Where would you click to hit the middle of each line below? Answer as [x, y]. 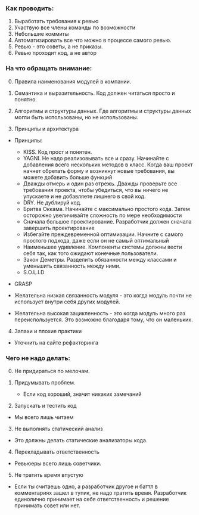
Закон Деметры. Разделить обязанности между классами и [100, 259]
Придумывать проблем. [45, 382]
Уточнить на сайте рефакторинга [56, 342]
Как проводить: [30, 8]
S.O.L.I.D [34, 272]
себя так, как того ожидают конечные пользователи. [91, 253]
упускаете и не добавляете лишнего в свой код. [85, 196]
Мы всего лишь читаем [44, 417]
